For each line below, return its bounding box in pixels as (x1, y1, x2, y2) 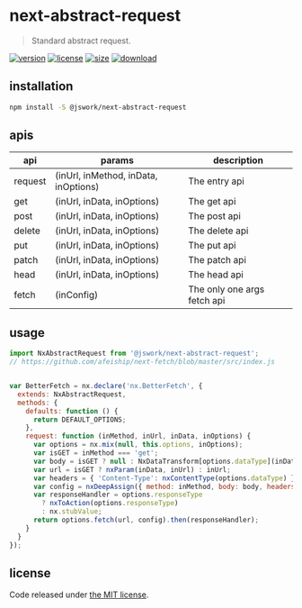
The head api (188, 268, 244, 281)
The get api (188, 195, 236, 208)
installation (9, 78, 74, 95)
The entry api (188, 175, 244, 187)
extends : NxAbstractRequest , (17, 389, 127, 399)
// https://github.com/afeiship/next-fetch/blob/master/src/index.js (9, 358, 276, 367)
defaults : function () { (25, 406, 119, 415)
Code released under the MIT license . (9, 589, 149, 600)
